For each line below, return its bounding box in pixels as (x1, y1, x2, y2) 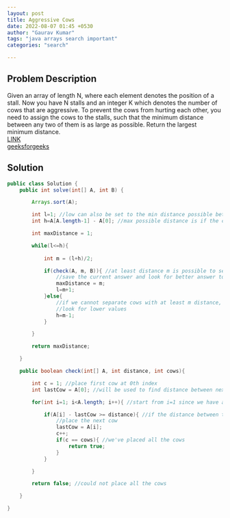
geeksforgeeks (7, 142, 50, 151)
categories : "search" (7, 42, 69, 49)
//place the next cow (55, 417, 118, 424)
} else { (43, 293, 63, 300)
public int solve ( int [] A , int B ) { (19, 186, 125, 194)
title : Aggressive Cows (7, 16, 75, 23)
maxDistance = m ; (55, 280, 106, 287)
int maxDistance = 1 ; (31, 230, 94, 237)
